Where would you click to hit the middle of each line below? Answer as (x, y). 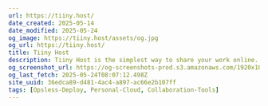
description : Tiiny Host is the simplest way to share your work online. (134, 61)
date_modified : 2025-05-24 (53, 30)
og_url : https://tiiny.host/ (57, 45)
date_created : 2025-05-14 (51, 23)
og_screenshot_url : (41, 68)
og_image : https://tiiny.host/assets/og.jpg (83, 38)
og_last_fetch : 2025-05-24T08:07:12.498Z (78, 75)
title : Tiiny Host (39, 53)
